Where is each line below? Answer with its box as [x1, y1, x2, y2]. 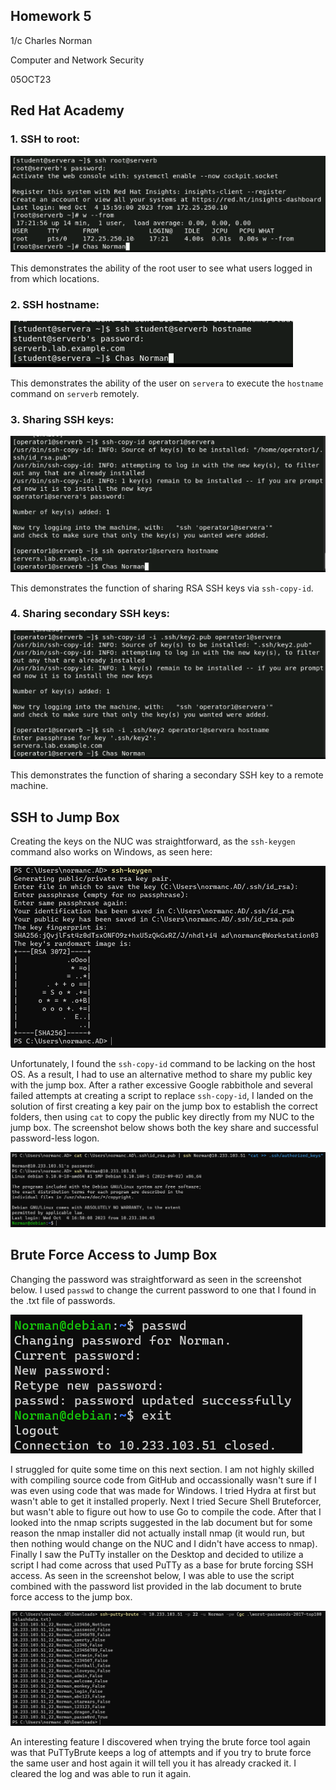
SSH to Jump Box [10, 809, 120, 826]
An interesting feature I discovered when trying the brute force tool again [10, 1735, 311, 1748]
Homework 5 [10, 8, 92, 25]
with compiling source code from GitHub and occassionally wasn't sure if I [10, 1474, 317, 1486]
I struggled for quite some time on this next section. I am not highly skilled [10, 1463, 315, 1475]
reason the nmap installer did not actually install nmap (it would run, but [10, 1527, 305, 1539]
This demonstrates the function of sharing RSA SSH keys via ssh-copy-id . [10, 582, 314, 594]
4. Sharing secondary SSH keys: [10, 607, 171, 621]
